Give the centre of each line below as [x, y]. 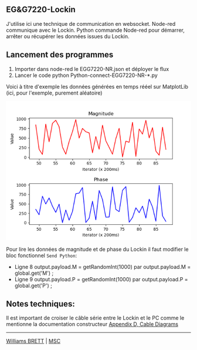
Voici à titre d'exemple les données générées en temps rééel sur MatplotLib [97, 86]
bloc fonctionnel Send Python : [42, 255]
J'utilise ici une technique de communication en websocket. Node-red [91, 23]
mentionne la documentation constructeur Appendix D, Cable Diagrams [92, 324]
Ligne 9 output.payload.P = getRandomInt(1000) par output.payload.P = [101, 279]
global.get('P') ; [33, 285]
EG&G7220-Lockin [41, 10]
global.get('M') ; [34, 273]
